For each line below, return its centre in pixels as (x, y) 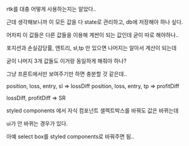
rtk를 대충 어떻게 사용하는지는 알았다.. (51, 9)
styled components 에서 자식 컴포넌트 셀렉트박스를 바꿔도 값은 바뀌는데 (93, 111)
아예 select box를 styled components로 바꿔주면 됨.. (70, 137)
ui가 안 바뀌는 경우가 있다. (37, 123)
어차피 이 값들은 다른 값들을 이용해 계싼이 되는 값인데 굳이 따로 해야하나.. (93, 35)
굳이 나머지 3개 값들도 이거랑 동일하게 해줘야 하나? (66, 61)
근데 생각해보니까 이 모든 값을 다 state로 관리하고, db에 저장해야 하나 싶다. (95, 22)
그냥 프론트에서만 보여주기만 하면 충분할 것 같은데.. (67, 74)
